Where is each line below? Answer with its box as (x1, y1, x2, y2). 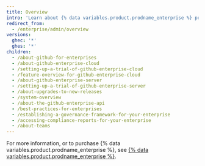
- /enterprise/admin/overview (12, 26, 88, 32)
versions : (6, 32, 32, 38)
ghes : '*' (12, 43, 37, 50)
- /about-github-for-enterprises (12, 55, 97, 61)
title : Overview (6, 9, 48, 15)
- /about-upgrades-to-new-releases (12, 89, 103, 95)
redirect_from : (6, 20, 45, 26)
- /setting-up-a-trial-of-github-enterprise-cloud (12, 66, 143, 72)
